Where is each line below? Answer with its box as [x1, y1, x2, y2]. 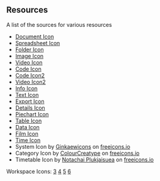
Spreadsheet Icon [15, 39, 60, 46]
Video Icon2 [15, 78, 46, 85]
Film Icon [15, 130, 38, 137]
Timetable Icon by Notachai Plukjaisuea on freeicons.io [15, 155, 154, 163]
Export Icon [15, 98, 45, 105]
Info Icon [15, 85, 38, 92]
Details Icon [15, 104, 46, 112]
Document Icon [15, 33, 54, 40]
